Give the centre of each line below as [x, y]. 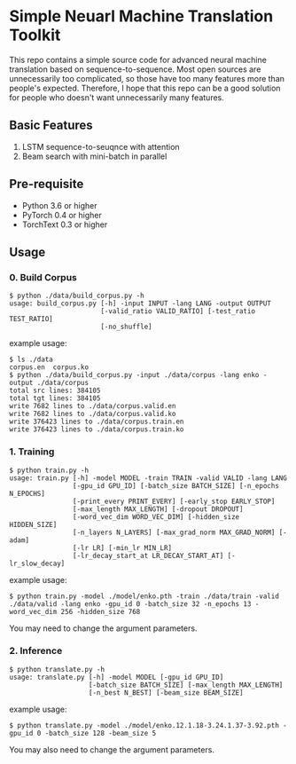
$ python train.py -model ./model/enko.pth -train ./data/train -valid [144, 596]
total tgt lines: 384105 [55, 398]
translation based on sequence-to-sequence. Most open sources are [135, 69]
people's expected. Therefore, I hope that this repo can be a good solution [145, 88]
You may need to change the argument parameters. [103, 628]
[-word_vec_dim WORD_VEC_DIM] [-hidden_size [156, 516]
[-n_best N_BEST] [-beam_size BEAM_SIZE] [166, 693]
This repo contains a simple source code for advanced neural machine [138, 59]
